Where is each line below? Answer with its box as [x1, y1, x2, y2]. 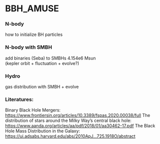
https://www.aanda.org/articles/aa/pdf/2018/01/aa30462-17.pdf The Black [5, 123, 156, 129]
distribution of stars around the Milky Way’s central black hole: [5, 117, 132, 123]
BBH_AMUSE [5, 3, 59, 14]
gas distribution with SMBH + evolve [5, 84, 79, 90]
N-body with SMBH [5, 44, 53, 51]
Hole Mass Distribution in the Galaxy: [5, 128, 80, 134]
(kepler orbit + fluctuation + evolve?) [5, 60, 80, 66]
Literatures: [5, 96, 34, 103]
